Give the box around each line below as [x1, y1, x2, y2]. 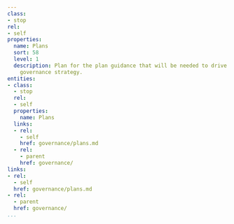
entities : [7, 75, 36, 82]
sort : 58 [13, 50, 39, 57]
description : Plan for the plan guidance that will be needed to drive [13, 62, 228, 69]
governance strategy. [20, 68, 83, 75]
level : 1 [13, 56, 39, 63]
